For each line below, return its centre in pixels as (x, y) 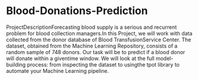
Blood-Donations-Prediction (77, 11)
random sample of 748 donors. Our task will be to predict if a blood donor (96, 52)
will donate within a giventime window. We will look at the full (80, 58)
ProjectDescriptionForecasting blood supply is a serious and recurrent (92, 27)
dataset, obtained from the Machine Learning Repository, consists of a (92, 46)
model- (165, 58)
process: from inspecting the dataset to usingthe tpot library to (103, 64)
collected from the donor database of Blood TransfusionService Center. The (99, 39)
